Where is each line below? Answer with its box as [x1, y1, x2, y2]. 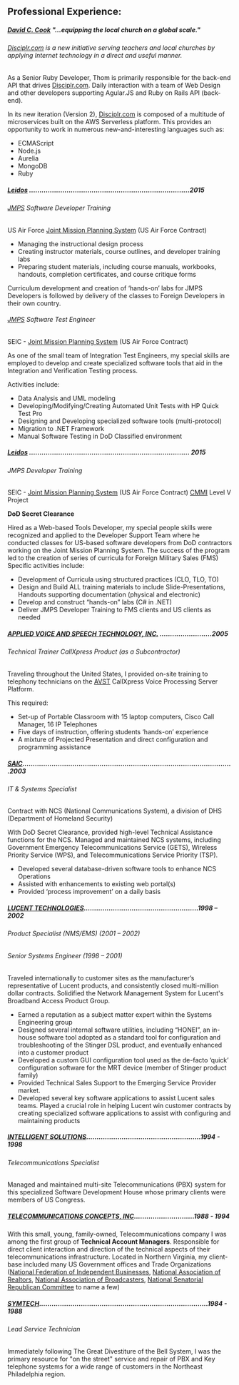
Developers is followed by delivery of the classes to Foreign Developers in [7, 291, 225, 300]
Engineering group [17, 1018, 73, 1026]
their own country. [7, 299, 61, 308]
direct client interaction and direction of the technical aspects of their [7, 1245, 211, 1254]
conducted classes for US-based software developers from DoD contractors [7, 539, 233, 547]
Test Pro [17, 409, 43, 417]
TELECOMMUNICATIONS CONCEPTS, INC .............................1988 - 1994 [7, 1212, 230, 1220]
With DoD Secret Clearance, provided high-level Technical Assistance [7, 828, 213, 837]
